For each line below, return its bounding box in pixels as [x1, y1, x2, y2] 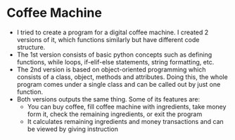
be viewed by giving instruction [27, 125, 119, 133]
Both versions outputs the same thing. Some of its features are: [16, 94, 201, 103]
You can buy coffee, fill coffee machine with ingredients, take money [27, 102, 227, 111]
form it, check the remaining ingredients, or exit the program [27, 110, 203, 118]
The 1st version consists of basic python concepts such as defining [16, 50, 212, 59]
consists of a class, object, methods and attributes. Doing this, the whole [16, 72, 228, 81]
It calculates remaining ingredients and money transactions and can [27, 117, 224, 125]
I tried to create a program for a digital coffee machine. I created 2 [16, 28, 209, 36]
